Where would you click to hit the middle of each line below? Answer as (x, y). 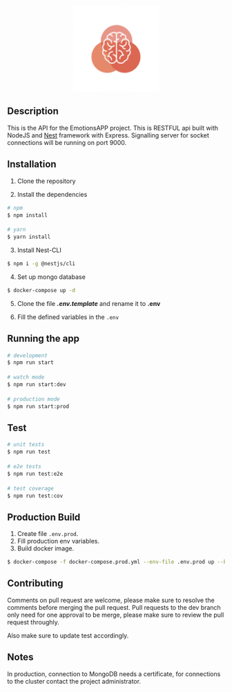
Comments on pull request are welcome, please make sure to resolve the (111, 600)
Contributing (35, 583)
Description (33, 112)
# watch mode (26, 377)
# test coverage (30, 488)
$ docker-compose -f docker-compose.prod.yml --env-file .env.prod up (111, 562)
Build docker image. (46, 548)
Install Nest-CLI (39, 250)
